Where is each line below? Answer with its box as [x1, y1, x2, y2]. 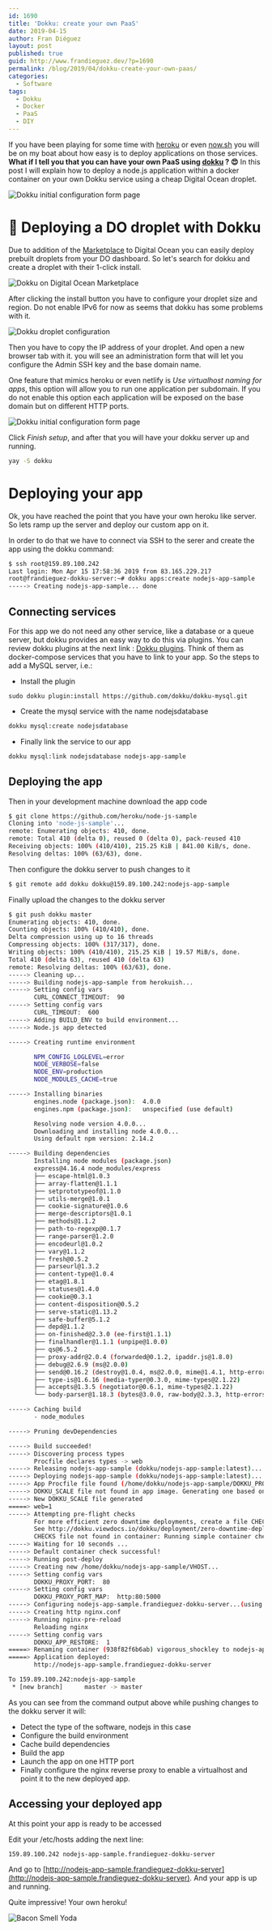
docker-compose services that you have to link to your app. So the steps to [8, 652, 260, 662]
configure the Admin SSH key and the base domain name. [8, 359, 202, 369]
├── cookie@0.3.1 [33, 1293, 92, 1301]
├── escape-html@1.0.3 [33, 1172, 111, 1180]
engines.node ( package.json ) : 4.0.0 [33, 1097, 161, 1105]
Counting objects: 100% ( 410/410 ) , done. [8, 925, 151, 933]
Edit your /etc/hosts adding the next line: [8, 1834, 144, 1844]
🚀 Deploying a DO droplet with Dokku [8, 218, 261, 237]
